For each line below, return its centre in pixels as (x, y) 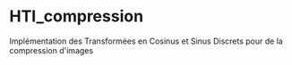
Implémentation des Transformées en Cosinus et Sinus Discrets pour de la (146, 41)
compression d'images (52, 50)
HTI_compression (77, 16)
